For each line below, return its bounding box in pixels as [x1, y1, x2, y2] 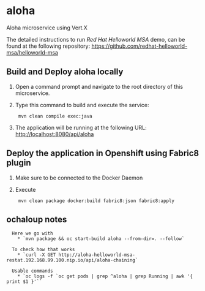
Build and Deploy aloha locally [6, 67, 124, 77]
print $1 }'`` [6, 279, 43, 285]
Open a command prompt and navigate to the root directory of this [15, 83, 184, 90]
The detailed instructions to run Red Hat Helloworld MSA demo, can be [6, 36, 185, 43]
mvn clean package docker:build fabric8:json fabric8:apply [18, 197, 175, 204]
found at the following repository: [6, 42, 91, 50]
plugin [6, 157, 32, 168]
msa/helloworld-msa [6, 48, 58, 56]
